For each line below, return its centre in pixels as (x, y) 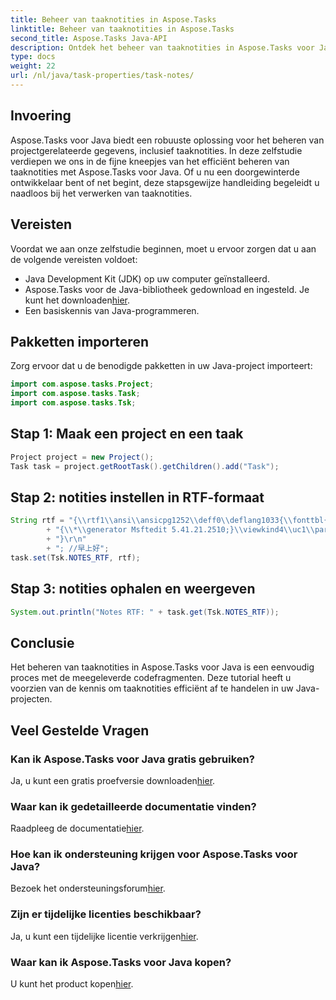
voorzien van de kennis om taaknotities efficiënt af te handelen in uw (152, 688)
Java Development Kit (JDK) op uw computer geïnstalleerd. (147, 278)
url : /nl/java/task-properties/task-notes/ (102, 76)
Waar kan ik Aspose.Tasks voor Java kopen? (121, 962)
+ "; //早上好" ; (78, 548)
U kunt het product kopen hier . (72, 984)
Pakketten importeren (79, 341)
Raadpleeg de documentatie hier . (77, 828)
